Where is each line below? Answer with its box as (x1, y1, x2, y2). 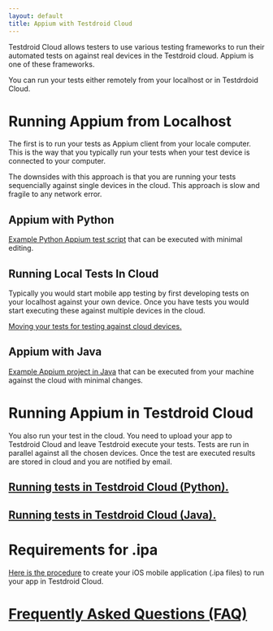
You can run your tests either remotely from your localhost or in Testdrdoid (8, 75, 258, 85)
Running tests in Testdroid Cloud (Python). (8, 480, 229, 494)
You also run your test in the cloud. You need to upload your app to (8, 431, 233, 440)
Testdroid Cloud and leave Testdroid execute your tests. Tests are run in (8, 439, 249, 449)
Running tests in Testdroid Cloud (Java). (8, 508, 217, 522)
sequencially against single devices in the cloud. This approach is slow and (8, 181, 260, 191)
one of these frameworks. (8, 59, 95, 69)
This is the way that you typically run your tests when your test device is (8, 147, 250, 157)
